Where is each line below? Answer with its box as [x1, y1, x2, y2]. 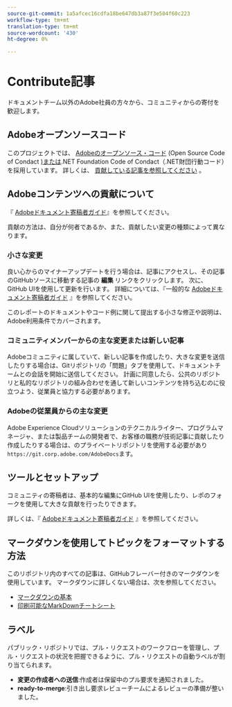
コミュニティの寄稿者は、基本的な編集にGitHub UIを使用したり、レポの [7, 491, 211, 499]
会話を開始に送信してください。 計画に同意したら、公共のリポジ [30, 370, 215, 378]
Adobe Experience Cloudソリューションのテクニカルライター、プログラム [7, 423, 217, 431]
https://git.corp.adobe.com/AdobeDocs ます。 [7, 449, 137, 458]
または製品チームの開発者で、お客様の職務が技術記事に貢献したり [37, 432, 225, 440]
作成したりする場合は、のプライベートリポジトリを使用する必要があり [7, 440, 208, 449]
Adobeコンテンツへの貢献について [7, 188, 154, 200]
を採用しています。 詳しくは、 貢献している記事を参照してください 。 [7, 165, 206, 174]
